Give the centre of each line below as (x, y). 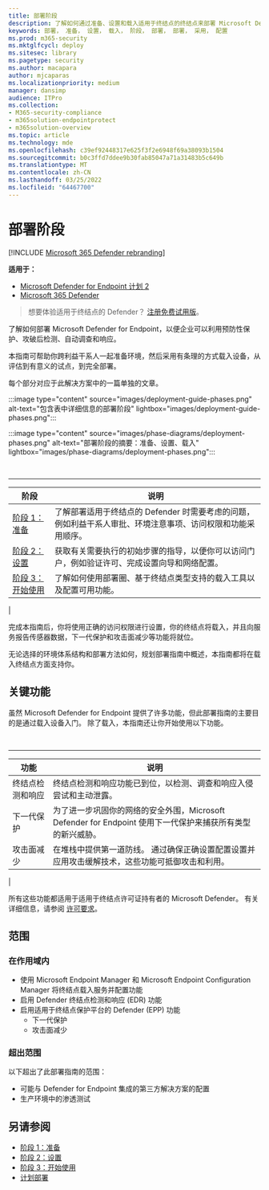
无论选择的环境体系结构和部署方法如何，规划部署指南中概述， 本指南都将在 (131, 654)
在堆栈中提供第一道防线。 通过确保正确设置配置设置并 (154, 850)
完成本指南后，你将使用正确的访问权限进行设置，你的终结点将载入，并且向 (131, 626)
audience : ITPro (35, 98)
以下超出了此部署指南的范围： (57, 1072)
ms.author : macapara (43, 68)
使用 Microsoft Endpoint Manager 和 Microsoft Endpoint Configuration (135, 980)
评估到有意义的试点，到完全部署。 (64, 365)
